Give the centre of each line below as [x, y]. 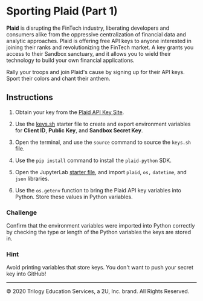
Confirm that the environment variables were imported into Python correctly [101, 226]
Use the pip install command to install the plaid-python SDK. [93, 160]
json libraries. [32, 178]
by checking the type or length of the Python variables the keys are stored [99, 232]
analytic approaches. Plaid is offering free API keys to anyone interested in [99, 41]
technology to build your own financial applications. [70, 60]
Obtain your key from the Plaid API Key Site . [69, 112]
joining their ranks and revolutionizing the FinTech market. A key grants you [100, 47]
